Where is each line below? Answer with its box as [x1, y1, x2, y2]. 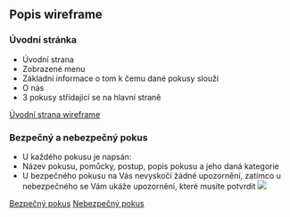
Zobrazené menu [21, 63, 86, 74]
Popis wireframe [9, 7, 103, 22]
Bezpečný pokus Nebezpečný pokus [9, 197, 145, 208]
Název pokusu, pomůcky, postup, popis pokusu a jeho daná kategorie [21, 160, 279, 172]
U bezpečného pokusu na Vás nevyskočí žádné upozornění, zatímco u [21, 170, 281, 181]
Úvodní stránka [9, 34, 78, 46]
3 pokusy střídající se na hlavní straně [21, 92, 162, 102]
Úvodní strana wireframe [9, 108, 101, 119]
